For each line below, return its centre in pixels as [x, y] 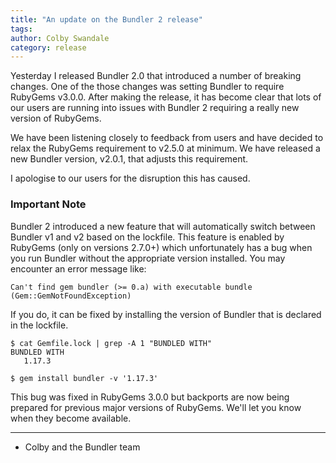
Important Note [48, 204]
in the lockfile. [39, 325]
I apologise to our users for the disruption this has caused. [130, 178]
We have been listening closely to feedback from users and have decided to [167, 138]
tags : [21, 29]
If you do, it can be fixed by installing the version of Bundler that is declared [166, 314]
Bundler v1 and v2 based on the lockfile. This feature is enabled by [147, 237]
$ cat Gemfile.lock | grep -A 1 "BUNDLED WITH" [111, 343]
